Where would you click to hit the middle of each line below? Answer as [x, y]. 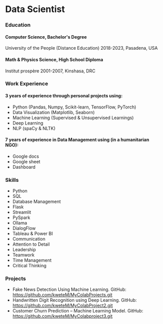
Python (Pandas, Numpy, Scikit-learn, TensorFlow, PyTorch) [74, 107]
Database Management [37, 201]
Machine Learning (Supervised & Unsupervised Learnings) [73, 118]
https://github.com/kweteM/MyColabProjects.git [62, 295]
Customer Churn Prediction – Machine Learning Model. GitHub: [78, 311]
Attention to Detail [31, 244]
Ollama [20, 223]
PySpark [21, 218]
